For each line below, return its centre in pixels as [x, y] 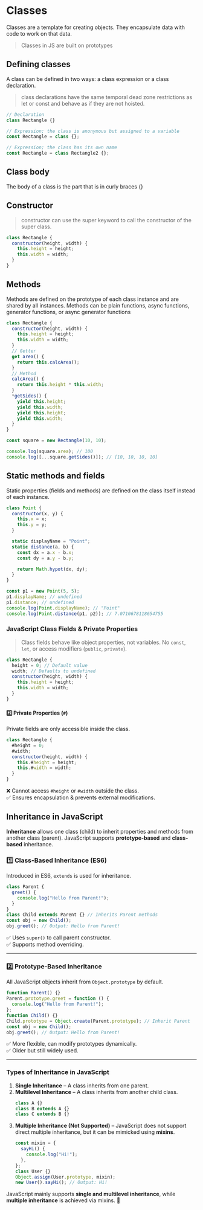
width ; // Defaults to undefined [54, 671]
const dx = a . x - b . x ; [46, 552]
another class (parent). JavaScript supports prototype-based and [89, 838]
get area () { [28, 356]
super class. [36, 227]
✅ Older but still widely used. [42, 1051]
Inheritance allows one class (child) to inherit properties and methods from [100, 831]
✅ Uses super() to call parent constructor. [59, 938]
